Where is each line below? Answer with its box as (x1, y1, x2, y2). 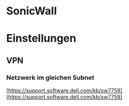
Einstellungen (6, 32, 77, 46)
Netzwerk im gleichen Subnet (6, 73, 95, 81)
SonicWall (6, 4, 57, 18)
